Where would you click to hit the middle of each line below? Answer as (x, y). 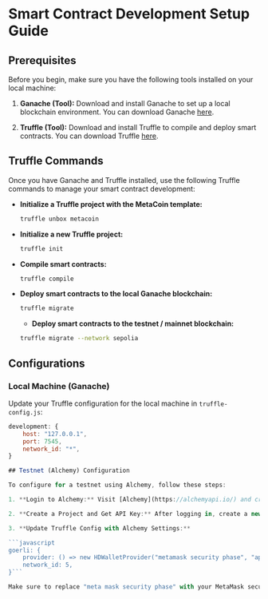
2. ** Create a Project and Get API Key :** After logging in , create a (128, 514)
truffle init (41, 248)
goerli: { (25, 550)
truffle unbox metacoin (59, 219)
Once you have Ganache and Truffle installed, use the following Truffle (124, 180)
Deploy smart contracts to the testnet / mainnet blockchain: (133, 323)
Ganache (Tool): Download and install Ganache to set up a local (125, 103)
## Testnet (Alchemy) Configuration (69, 471)
